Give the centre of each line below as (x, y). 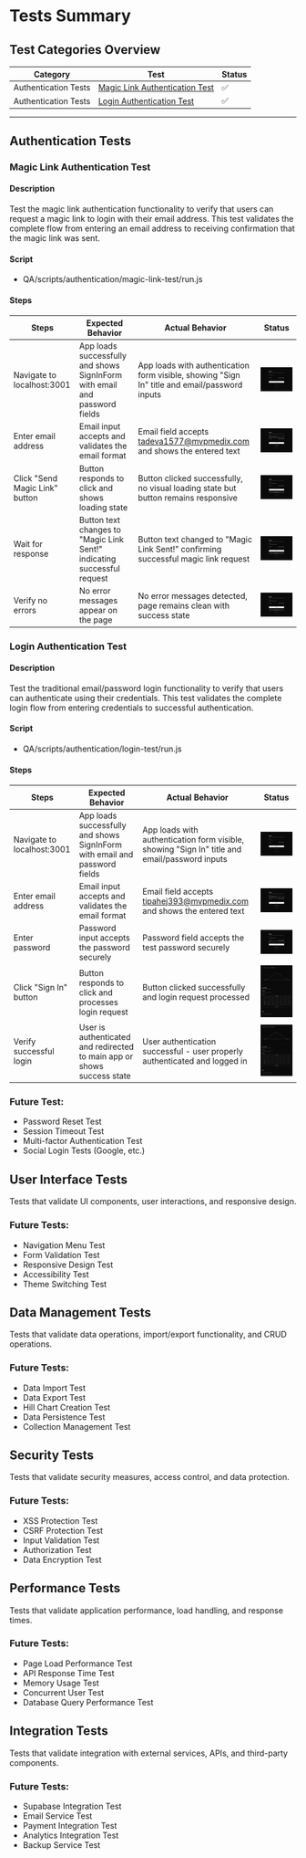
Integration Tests (59, 1731)
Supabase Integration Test (72, 1806)
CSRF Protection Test (62, 1530)
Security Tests (51, 1456)
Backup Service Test (61, 1844)
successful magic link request (194, 559)
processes (98, 1002)
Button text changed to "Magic (195, 539)
